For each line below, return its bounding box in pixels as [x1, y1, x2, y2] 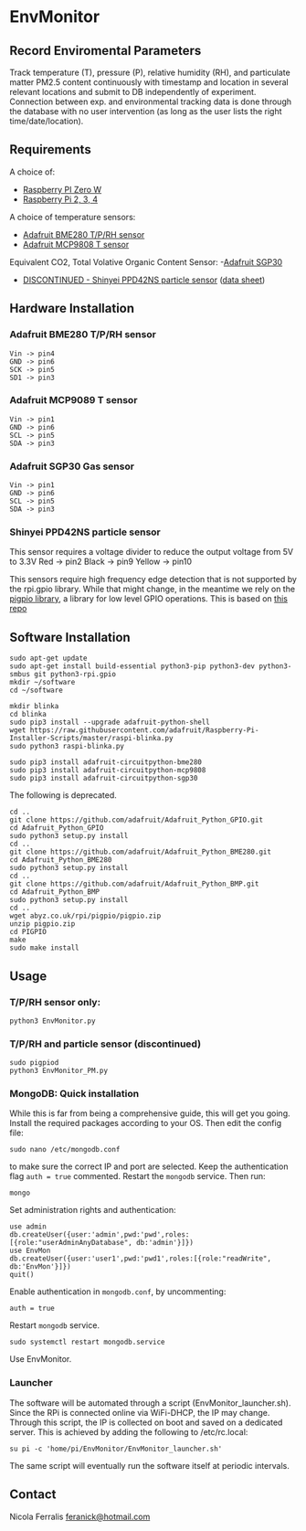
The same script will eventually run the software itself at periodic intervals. [9, 1460, 290, 1471]
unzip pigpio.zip [9, 920, 76, 929]
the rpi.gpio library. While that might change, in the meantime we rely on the [9, 583, 295, 595]
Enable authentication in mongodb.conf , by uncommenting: [9, 1286, 227, 1297]
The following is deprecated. [9, 790, 117, 801]
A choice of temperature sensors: [9, 211, 136, 222]
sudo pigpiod [9, 1058, 59, 1068]
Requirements [9, 142, 91, 157]
